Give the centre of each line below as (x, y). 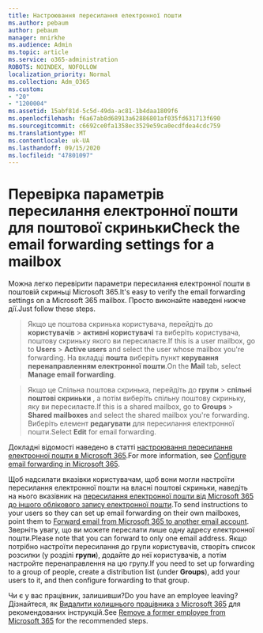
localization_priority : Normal (60, 74)
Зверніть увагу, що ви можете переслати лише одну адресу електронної (131, 530)
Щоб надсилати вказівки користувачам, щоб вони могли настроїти (122, 479)
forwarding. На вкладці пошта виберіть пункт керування (123, 358)
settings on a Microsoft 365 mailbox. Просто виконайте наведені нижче (127, 301)
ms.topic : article (38, 52)
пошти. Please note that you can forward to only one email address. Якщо (128, 538)
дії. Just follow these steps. (52, 309)
